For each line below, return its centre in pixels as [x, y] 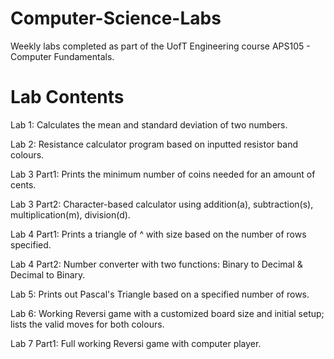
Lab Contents [67, 97]
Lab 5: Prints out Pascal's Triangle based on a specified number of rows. [160, 294]
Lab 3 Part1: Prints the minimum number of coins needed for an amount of [163, 174]
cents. [23, 184]
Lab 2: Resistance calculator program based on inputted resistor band [154, 144]
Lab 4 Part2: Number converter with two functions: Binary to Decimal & [156, 264]
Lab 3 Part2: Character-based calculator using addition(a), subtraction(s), [162, 204]
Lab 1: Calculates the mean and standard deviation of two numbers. [149, 124]
